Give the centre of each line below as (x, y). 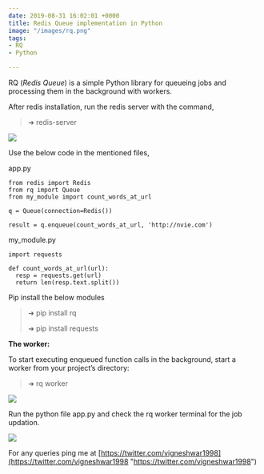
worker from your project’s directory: (69, 368)
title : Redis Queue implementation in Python (85, 23)
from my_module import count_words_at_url (80, 197)
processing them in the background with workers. (90, 91)
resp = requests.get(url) (59, 275)
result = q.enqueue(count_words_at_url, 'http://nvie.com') (111, 225)
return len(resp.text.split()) (68, 283)
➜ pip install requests (63, 328)
